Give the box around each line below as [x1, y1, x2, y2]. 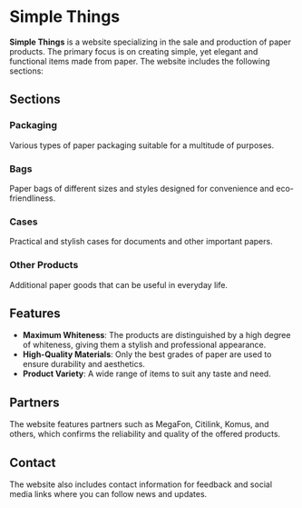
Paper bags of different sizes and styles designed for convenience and [9, 183, 275, 194]
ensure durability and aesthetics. [22, 359, 145, 370]
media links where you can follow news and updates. [9, 488, 208, 499]
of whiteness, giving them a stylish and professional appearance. [22, 339, 267, 351]
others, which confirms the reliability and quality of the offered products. [9, 429, 281, 440]
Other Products [9, 259, 79, 272]
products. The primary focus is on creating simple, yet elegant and [9, 45, 258, 56]
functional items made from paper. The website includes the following [9, 55, 270, 66]
